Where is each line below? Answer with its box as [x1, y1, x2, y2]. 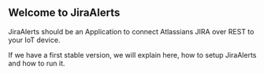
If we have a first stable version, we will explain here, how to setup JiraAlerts [8, 50, 257, 59]
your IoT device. [8, 35, 61, 44]
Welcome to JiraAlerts [8, 6, 121, 19]
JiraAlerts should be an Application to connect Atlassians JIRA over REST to [8, 26, 255, 36]
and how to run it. [8, 58, 65, 68]
